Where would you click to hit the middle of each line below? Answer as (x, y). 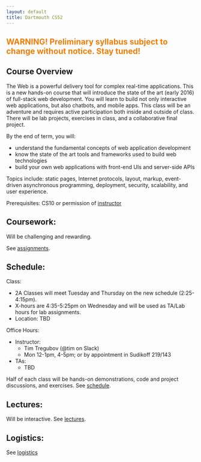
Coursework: (31, 222)
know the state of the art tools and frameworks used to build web (96, 154)
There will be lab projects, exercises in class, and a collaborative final (92, 118)
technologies (31, 161)
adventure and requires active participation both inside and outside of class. (100, 111)
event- (173, 179)
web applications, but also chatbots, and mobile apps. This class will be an (98, 105)
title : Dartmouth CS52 (34, 17)
